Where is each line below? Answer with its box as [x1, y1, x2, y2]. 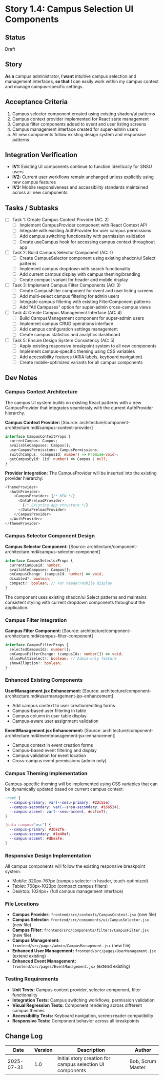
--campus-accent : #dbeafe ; [9, 836, 64, 841]
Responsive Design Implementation [5, 852, 91, 859]
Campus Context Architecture [5, 388, 78, 395]
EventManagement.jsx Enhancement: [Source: [5, 727, 102, 733]
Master [129, 1064, 146, 1071]
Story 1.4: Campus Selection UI [5, 3, 134, 15]
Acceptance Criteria [5, 98, 68, 106]
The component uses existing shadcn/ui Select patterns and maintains [5, 594, 147, 600]
